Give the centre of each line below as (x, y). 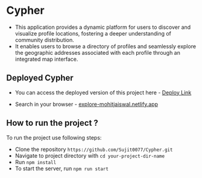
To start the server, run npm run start (62, 168)
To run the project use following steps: (54, 137)
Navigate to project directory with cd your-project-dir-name (90, 155)
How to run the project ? (52, 123)
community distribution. (44, 40)
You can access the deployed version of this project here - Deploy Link (103, 92)
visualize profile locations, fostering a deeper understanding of (93, 33)
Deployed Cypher (40, 78)
